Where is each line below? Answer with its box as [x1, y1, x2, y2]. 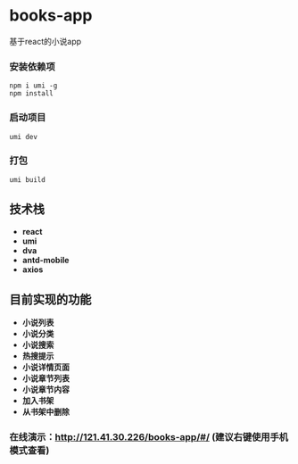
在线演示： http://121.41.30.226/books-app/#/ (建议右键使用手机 [9, 431, 288, 443]
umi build [9, 175, 46, 184]
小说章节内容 [21, 385, 70, 395]
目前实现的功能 [9, 292, 92, 308]
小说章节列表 [21, 373, 70, 384]
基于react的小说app [9, 36, 82, 46]
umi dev [9, 132, 38, 141]
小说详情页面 [21, 362, 70, 373]
